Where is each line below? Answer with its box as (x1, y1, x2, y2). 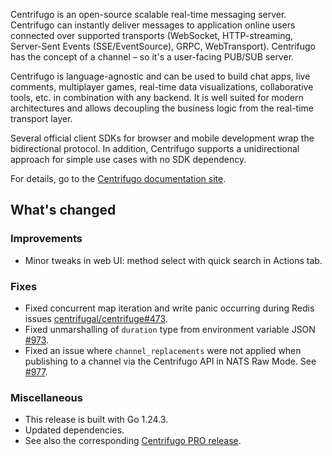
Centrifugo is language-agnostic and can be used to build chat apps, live (10, 70, 311, 82)
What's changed (10, 202, 117, 219)
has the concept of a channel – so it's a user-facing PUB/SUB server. (10, 51, 295, 63)
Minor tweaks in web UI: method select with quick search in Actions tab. (24, 254, 323, 266)
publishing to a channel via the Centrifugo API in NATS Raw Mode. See (24, 355, 317, 367)
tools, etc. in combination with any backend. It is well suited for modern (10, 92, 304, 103)
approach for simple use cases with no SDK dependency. (10, 154, 247, 165)
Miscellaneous (10, 390, 83, 404)
